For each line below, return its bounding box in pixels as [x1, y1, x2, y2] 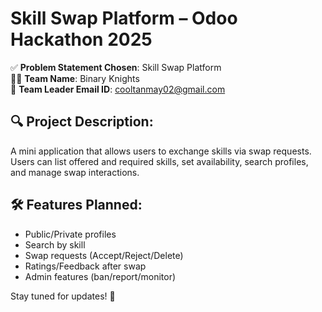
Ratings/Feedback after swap [24, 260, 147, 272]
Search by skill [24, 238, 86, 251]
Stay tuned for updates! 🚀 [10, 290, 116, 302]
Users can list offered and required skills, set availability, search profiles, [10, 155, 309, 167]
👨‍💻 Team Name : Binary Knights [10, 72, 140, 84]
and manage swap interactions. [10, 166, 140, 178]
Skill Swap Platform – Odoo [10, 7, 238, 30]
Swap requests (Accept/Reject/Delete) [24, 249, 184, 261]
